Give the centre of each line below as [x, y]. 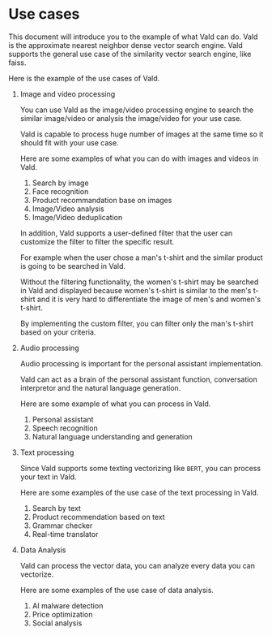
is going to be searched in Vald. [73, 266]
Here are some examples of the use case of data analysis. [117, 590]
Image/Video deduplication [77, 217]
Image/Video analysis [68, 209]
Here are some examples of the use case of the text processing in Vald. [139, 492]
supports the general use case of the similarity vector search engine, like [130, 54]
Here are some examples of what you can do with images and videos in [139, 158]
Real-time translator [65, 534]
